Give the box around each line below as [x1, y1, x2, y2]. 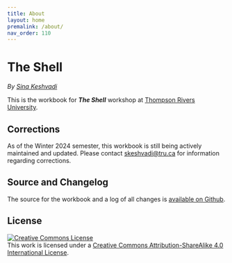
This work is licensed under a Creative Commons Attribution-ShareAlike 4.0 [7, 241, 224, 249]
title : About [7, 10, 45, 17]
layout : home [7, 17, 45, 24]
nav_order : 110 [7, 29, 51, 37]
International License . [7, 248, 69, 257]
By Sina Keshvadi [7, 83, 58, 91]
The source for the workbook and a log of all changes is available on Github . [7, 195, 226, 203]
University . [7, 103, 38, 112]
